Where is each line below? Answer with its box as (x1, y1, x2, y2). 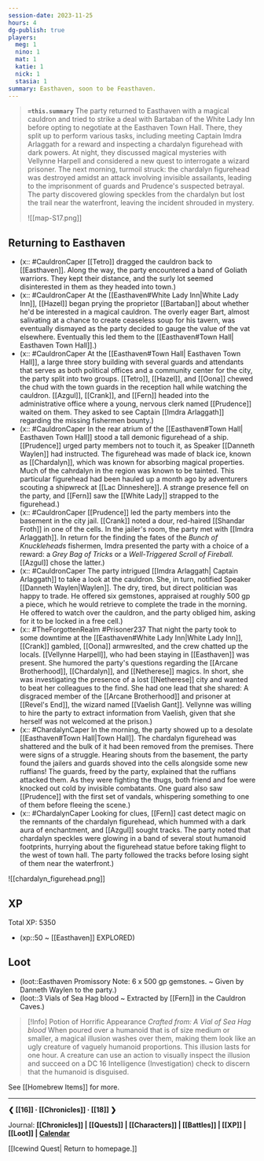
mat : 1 (15, 56, 37, 64)
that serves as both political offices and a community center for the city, (19, 366, 253, 375)
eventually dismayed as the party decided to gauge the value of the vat (19, 324, 251, 334)
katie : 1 (15, 63, 44, 71)
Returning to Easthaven (8, 236, 126, 249)
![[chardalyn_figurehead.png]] (8, 874, 106, 883)
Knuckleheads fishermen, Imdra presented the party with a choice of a (19, 541, 249, 551)
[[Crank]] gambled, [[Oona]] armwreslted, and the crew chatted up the (19, 642, 249, 651)
